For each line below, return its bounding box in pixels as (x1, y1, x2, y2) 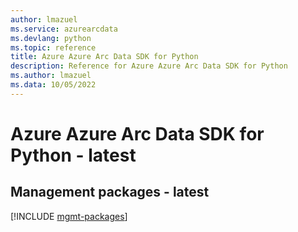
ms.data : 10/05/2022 (10, 80, 97, 90)
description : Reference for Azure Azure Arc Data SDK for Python (10, 61, 288, 71)
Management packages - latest (10, 184, 210, 201)
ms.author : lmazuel (10, 71, 92, 81)
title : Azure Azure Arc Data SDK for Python (10, 52, 199, 62)
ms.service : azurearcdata (10, 24, 118, 34)
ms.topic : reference (10, 42, 97, 53)
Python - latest (10, 144, 137, 166)
